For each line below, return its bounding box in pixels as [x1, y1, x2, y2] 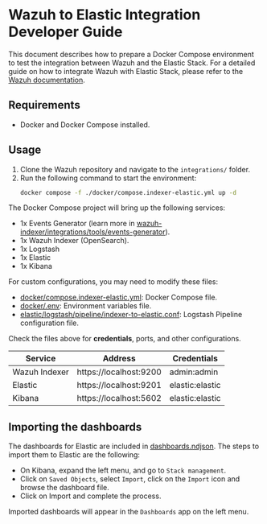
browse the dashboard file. [19, 483, 110, 493]
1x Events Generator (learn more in [19, 219, 135, 229]
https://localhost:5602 [76, 393, 162, 404]
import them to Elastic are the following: [8, 450, 141, 460]
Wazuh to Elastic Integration [8, 6, 201, 24]
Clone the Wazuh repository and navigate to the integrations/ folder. [19, 164, 251, 174]
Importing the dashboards [8, 420, 142, 434]
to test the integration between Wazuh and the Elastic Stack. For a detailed [8, 58, 256, 68]
